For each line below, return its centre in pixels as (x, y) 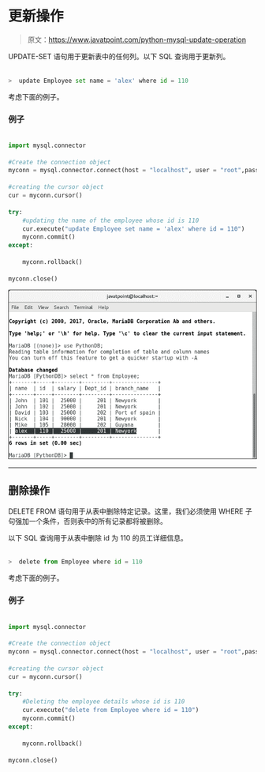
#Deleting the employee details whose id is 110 (104, 702)
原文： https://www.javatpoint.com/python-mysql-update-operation (137, 40)
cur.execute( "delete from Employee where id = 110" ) (111, 710)
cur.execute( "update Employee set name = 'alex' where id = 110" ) (134, 229)
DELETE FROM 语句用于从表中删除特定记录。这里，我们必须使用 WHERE (126, 511)
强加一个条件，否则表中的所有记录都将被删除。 (91, 521)
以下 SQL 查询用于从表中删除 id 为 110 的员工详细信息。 (98, 537)
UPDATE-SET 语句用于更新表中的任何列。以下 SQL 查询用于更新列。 (119, 56)
